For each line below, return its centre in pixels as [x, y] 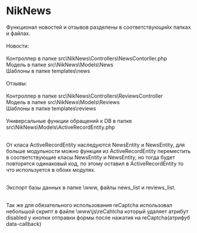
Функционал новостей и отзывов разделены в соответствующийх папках [98, 27]
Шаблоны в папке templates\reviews [51, 108]
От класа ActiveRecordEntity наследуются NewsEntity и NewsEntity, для [96, 145]
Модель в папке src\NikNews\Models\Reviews [63, 102]
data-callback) [24, 224]
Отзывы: [17, 83]
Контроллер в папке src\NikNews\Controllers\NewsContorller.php [87, 58]
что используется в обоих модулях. [51, 169]
